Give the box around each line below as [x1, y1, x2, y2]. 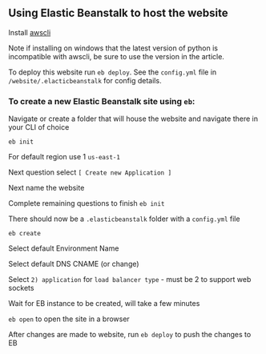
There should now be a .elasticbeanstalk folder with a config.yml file [8, 214, 240, 223]
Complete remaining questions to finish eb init [8, 199, 165, 208]
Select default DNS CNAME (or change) [8, 259, 139, 269]
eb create [8, 230, 42, 238]
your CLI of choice [8, 123, 70, 132]
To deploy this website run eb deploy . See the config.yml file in [8, 67, 217, 77]
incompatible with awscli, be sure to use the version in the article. [8, 51, 224, 61]
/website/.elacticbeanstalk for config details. [8, 75, 162, 85]
